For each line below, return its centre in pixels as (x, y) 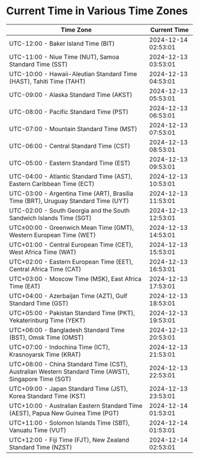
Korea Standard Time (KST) (47, 396)
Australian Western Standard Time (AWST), (69, 371)
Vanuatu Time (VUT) (38, 430)
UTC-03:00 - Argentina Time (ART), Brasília (71, 193)
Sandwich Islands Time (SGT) (50, 218)
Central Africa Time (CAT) (45, 269)
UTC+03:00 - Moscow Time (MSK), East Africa (76, 278)
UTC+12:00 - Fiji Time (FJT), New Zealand (69, 439)
